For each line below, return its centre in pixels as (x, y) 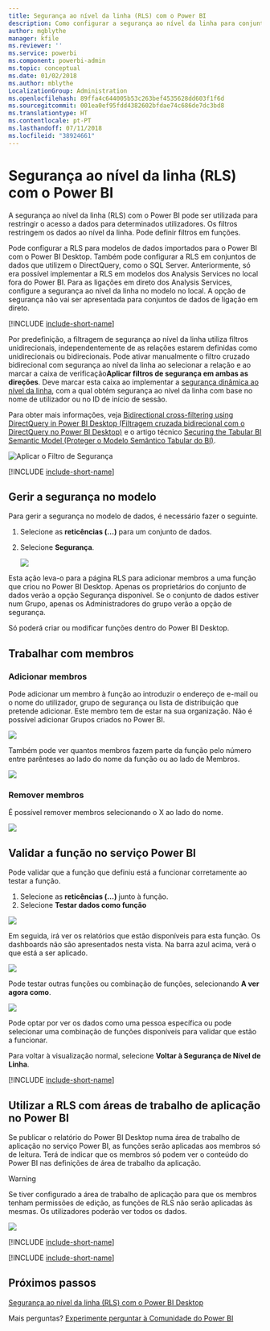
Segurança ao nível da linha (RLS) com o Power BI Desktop (106, 1302)
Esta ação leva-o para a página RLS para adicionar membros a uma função (132, 578)
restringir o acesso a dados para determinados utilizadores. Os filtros (123, 223)
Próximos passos (52, 1283)
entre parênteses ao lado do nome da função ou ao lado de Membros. (124, 759)
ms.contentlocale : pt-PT (50, 121)
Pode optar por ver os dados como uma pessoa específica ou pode (120, 1023)
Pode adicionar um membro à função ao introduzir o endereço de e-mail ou (133, 694)
